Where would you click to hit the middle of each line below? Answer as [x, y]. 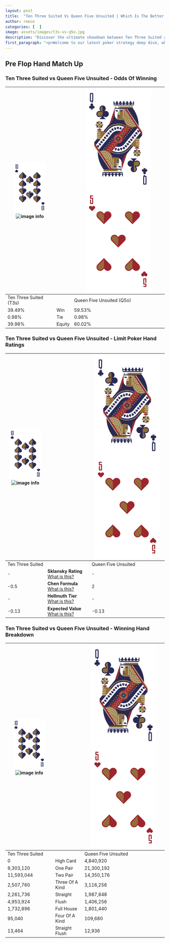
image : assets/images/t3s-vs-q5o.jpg [45, 32]
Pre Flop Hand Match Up [44, 64]
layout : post [19, 11]
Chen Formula [63, 584]
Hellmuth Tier [62, 596]
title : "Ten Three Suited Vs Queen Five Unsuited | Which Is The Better [85, 16]
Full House [66, 909]
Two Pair [65, 875]
